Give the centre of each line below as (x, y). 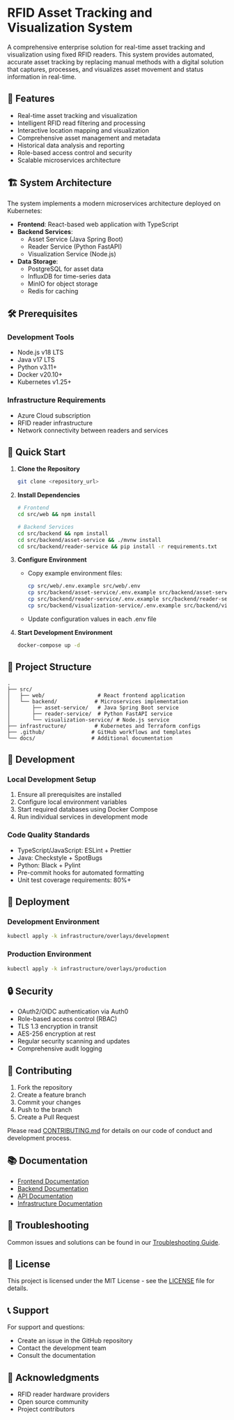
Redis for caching (53, 291)
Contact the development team (62, 1348)
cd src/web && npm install (56, 515)
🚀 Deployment (38, 902)
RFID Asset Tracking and (80, 13)
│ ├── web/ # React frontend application (96, 695)
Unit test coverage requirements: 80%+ (74, 880)
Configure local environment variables (72, 802)
